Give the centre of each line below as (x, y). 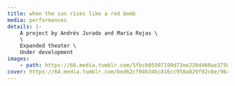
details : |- (24, 26)
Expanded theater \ (48, 46)
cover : (17, 71)
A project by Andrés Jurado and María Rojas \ (89, 33)
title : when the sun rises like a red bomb (72, 14)
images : (19, 59)
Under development (47, 53)
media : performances (37, 20)
